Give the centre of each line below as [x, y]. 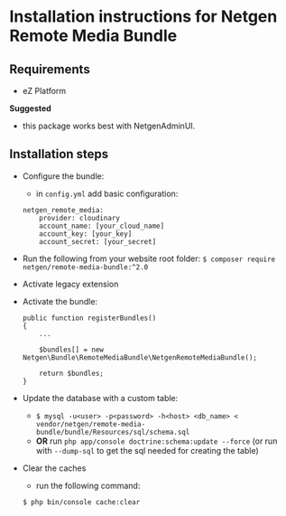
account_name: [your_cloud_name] [102, 226]
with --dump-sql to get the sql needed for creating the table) [147, 450]
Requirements [50, 69]
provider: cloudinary [79, 218]
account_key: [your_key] [86, 234]
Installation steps [59, 154]
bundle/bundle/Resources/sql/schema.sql [113, 432]
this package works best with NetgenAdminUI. [109, 126]
